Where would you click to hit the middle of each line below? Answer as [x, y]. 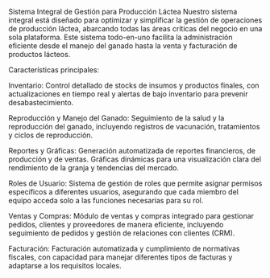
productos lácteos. [39, 54]
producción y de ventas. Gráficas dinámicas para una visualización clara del [135, 159]
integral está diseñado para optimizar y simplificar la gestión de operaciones [135, 20]
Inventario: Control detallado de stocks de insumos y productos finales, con [134, 85]
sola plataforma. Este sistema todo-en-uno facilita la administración [120, 37]
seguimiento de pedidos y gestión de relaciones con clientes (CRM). [122, 233]
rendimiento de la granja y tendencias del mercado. [94, 168]
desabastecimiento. [41, 102]
